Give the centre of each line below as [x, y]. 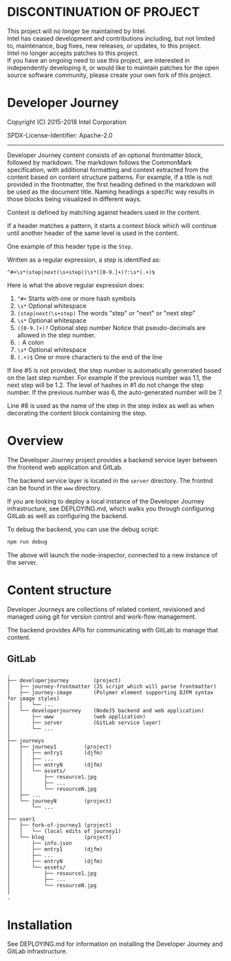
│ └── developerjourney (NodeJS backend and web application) [106, 711]
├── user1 [21, 819]
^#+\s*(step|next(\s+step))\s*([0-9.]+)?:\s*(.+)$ [81, 272]
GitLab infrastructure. [37, 951]
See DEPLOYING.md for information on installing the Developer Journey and [115, 944]
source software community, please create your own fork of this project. [110, 75]
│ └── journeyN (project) [59, 801]
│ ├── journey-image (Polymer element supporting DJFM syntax [110, 693]
